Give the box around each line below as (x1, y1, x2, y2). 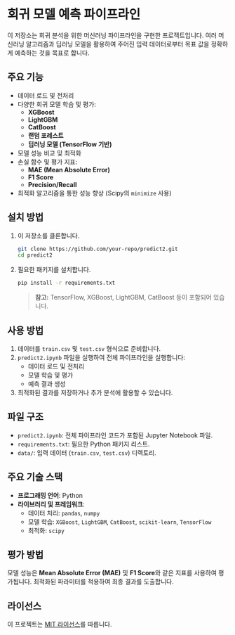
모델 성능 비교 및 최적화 (17, 148, 82, 157)
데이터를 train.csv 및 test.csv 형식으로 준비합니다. (17, 345, 161, 352)
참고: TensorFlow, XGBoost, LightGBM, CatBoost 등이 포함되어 (34, 293, 212, 302)
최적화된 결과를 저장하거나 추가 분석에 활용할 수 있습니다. (17, 388, 173, 397)
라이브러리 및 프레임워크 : (17, 500, 86, 508)
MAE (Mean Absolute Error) (27, 165, 110, 174)
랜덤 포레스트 (27, 131, 65, 139)
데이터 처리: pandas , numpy (27, 508, 100, 517)
